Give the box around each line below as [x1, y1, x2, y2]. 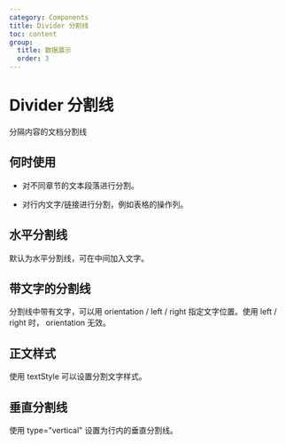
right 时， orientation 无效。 [9, 317, 111, 329]
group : [9, 37, 34, 47]
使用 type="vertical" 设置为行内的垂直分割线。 [9, 425, 179, 435]
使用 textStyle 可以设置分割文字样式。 [9, 371, 147, 382]
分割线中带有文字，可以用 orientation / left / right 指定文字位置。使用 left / [9, 306, 277, 317]
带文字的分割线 [9, 281, 91, 296]
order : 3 [17, 54, 50, 63]
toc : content [9, 29, 58, 38]
